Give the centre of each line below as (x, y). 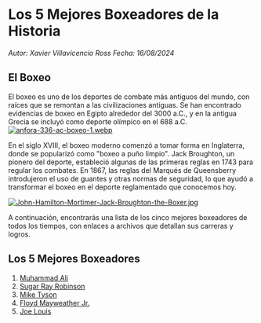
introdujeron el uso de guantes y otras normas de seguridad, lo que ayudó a (130, 178)
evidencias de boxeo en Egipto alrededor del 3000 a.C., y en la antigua (123, 113)
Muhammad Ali (44, 277)
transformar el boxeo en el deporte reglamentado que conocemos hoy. (122, 187)
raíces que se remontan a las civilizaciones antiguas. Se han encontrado (125, 105)
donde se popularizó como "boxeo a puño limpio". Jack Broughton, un (121, 153)
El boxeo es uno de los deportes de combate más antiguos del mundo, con (129, 97)
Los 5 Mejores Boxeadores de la (114, 15)
